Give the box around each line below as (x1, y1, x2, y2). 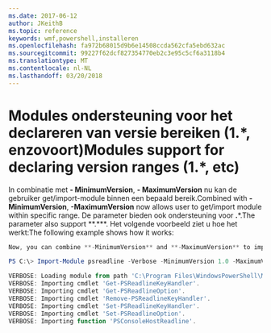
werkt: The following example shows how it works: (8, 227, 175, 237)
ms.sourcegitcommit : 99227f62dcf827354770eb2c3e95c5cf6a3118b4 (8, 49, 226, 57)
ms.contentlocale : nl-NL (8, 65, 92, 73)
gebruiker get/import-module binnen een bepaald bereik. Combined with (8, 193, 248, 202)
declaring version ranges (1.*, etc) (8, 158, 240, 176)
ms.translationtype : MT (8, 57, 89, 65)
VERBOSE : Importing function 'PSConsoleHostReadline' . (8, 317, 197, 325)
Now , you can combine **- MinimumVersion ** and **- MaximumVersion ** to (8, 243, 251, 251)
